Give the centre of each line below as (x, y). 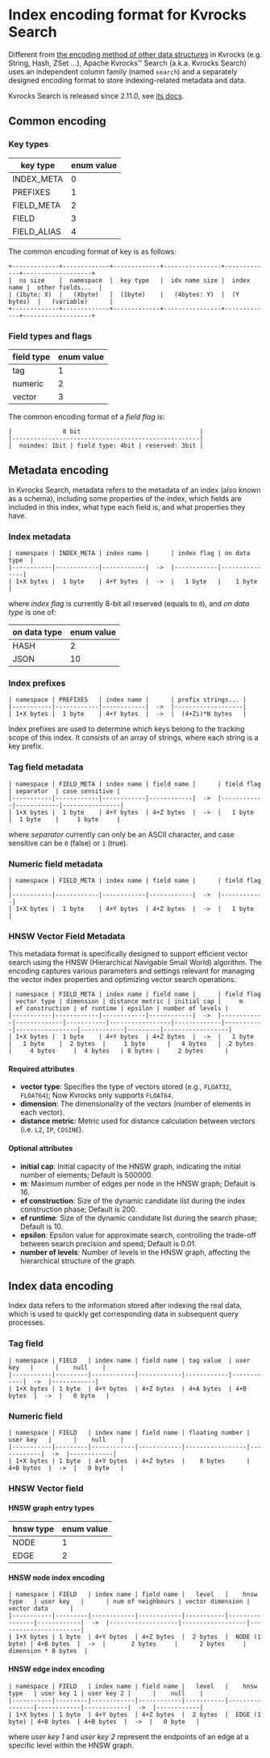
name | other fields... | (56, 287)
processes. (27, 1322)
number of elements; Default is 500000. (86, 1174)
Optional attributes (41, 1149)
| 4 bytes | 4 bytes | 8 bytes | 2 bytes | (118, 1051)
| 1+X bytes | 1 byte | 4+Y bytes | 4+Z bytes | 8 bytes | (129, 1461)
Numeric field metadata (56, 864)
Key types (29, 145)
